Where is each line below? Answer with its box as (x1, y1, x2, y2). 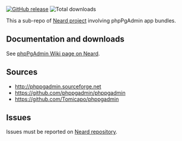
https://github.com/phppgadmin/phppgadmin (14, 89, 126, 96)
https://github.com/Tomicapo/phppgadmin (14, 95, 119, 102)
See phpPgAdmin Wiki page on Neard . (6, 50, 100, 57)
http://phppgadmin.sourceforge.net (14, 83, 102, 90)
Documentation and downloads (6, 34, 124, 44)
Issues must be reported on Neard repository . (6, 128, 117, 136)
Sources (6, 67, 38, 77)
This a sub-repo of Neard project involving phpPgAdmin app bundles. (6, 17, 177, 24)
